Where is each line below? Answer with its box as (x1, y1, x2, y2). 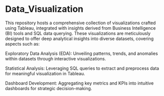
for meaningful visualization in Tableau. (5, 70, 85, 76)
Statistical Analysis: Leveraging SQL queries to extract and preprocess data (5, 65, 160, 71)
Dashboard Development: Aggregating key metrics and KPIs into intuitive (5, 80, 154, 86)
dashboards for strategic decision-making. (5, 85, 93, 91)
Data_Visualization (5, 3, 84, 15)
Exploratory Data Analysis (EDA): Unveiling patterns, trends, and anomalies (5, 50, 158, 56)
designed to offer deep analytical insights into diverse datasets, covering (5, 36, 154, 42)
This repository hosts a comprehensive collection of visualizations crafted (5, 20, 156, 26)
